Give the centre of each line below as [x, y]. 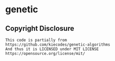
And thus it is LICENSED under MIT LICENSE [52, 49]
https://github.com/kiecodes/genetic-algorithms [58, 45]
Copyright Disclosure [40, 28]
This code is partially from [36, 40]
